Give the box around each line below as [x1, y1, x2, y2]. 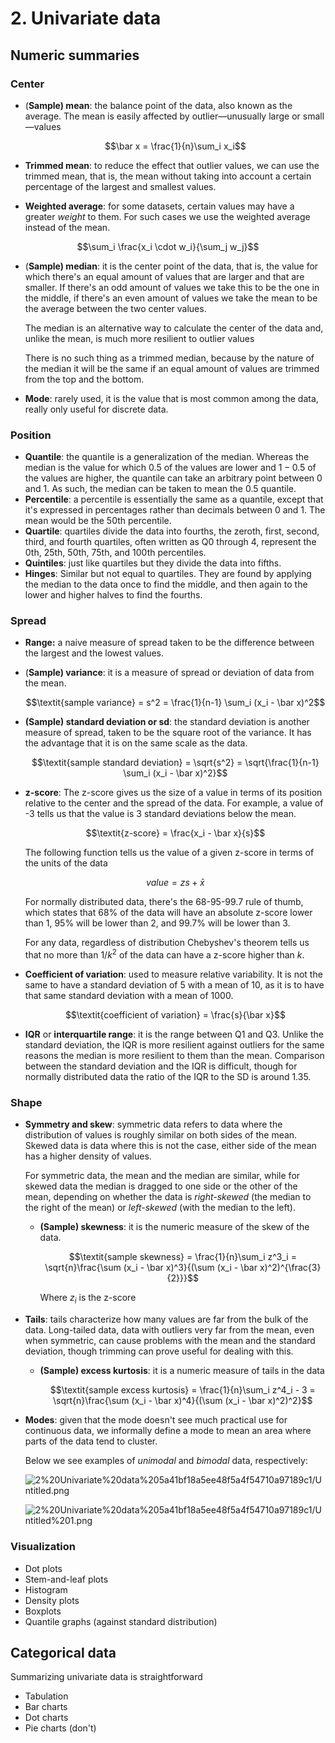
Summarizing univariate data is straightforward [10, 1671, 203, 1683]
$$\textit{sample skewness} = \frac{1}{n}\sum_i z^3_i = [68, 1251, 297, 1263]
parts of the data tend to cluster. [24, 1435, 158, 1447]
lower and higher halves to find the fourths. [24, 589, 203, 601]
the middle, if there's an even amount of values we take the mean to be [24, 292, 318, 304]
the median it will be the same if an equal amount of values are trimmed [24, 362, 320, 374]
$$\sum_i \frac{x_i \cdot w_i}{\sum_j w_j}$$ [76, 240, 260, 252]
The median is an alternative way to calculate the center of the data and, [24, 322, 324, 334]
